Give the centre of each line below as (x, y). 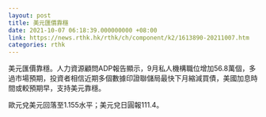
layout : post (30, 15)
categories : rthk (37, 45)
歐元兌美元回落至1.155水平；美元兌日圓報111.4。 (86, 105)
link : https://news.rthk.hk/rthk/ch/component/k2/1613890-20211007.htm (129, 38)
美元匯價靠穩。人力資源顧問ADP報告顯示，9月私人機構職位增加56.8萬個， (129, 69)
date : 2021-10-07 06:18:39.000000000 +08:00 (83, 30)
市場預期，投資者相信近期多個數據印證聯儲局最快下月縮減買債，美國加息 (133, 78)
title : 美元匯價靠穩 (38, 23)
